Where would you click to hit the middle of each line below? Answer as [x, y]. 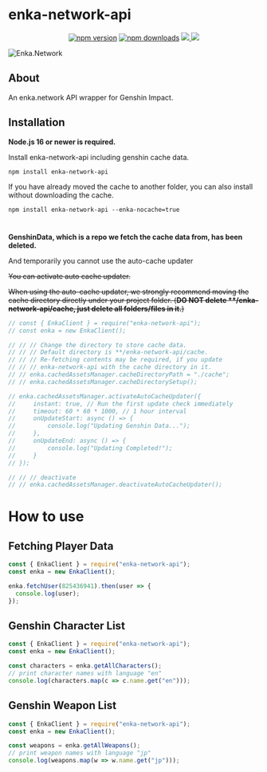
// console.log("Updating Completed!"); [90, 448]
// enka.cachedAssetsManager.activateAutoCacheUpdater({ [105, 396]
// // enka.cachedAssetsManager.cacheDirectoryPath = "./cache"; [119, 374]
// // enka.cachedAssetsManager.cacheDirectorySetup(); [103, 382]
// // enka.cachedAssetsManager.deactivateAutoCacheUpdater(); [116, 485]
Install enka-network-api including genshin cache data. [99, 157]
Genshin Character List [67, 626]
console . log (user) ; [48, 594]
